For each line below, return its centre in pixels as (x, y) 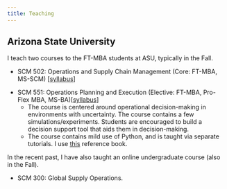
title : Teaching (31, 13)
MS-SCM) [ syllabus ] (47, 79)
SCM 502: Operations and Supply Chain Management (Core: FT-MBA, (117, 72)
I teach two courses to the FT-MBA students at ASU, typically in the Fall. (110, 58)
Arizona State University (61, 42)
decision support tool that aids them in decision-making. (108, 129)
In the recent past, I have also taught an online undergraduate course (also (114, 157)
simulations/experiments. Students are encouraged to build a (115, 122)
